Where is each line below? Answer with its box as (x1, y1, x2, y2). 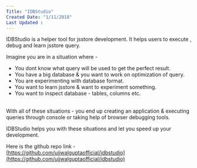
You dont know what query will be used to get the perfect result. (14, 65, 171, 72)
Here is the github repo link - (6, 143, 76, 150)
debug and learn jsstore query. (6, 42, 81, 49)
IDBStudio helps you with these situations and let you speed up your (6, 125, 172, 133)
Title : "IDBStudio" (6, 8, 54, 15)
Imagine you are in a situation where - (6, 54, 98, 61)
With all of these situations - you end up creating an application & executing (6, 107, 190, 115)
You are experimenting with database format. (14, 77, 125, 84)
